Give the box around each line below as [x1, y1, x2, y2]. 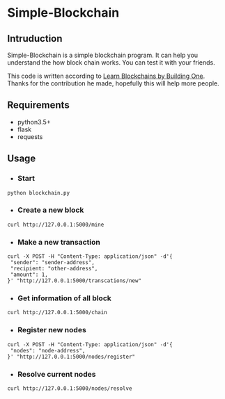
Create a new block [17, 205, 84, 215]
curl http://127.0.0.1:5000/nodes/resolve [7, 384, 132, 392]
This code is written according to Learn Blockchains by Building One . [7, 72, 205, 80]
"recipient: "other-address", [10, 266, 98, 272]
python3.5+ [17, 117, 51, 126]
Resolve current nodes [17, 369, 96, 379]
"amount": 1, [10, 271, 49, 279]
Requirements [7, 99, 70, 111]
